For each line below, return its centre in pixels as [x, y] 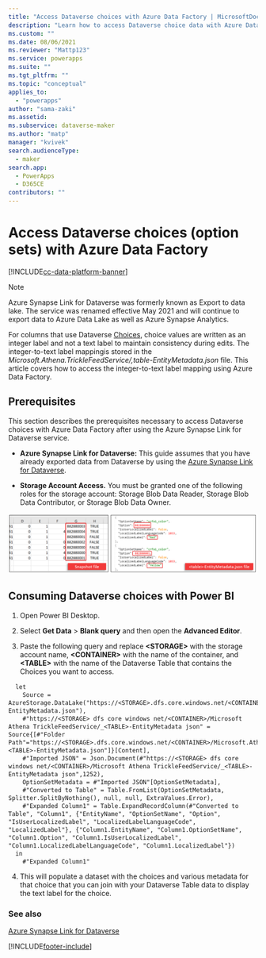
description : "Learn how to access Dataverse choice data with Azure [125, 25]
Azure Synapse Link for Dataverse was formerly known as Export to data [127, 302]
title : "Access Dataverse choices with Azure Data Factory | [111, 17]
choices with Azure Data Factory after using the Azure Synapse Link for [125, 429]
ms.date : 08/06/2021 [42, 42]
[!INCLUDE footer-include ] [50, 946]
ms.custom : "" [32, 33]
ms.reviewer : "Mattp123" [49, 50]
